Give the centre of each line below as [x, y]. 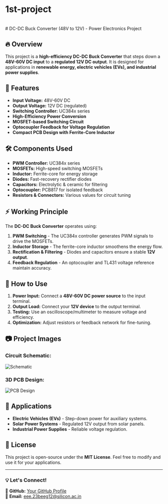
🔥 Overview [24, 44]
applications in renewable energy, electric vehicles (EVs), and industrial [81, 67]
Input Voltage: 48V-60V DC [41, 100]
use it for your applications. [33, 462]
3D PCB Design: [25, 380]
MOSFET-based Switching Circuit [48, 121]
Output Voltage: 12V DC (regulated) [49, 105]
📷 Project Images [33, 339]
